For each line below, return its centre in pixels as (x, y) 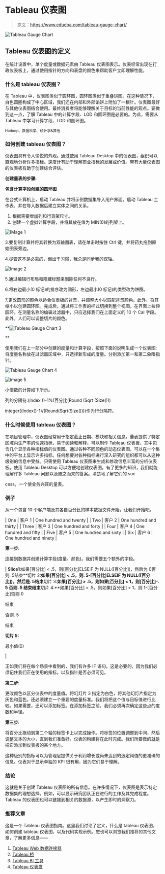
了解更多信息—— (31, 838)
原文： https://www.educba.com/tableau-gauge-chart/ (72, 25)
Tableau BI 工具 (28, 860)
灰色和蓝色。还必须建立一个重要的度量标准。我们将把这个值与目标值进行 (78, 699)
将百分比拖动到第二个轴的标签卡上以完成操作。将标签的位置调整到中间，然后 (82, 733)
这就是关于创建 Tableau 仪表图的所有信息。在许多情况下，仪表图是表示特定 (81, 787)
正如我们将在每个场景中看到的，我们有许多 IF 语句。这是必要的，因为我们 (79, 666)
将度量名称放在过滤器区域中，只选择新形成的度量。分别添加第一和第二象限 (80, 354)
